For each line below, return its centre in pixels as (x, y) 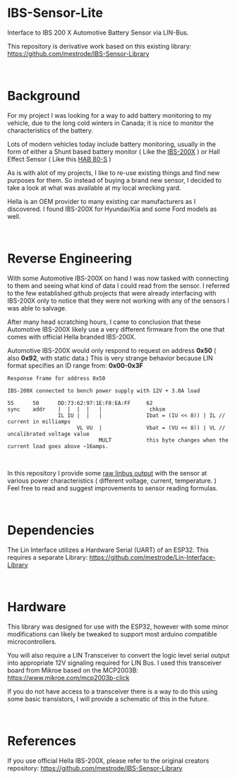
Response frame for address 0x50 (56, 378)
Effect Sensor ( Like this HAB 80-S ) (59, 159)
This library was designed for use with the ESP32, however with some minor (118, 627)
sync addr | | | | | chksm (86, 409)
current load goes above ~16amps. (58, 446)
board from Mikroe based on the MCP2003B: (73, 670)
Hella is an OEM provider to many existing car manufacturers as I (102, 201)
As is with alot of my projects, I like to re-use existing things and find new (114, 173)
